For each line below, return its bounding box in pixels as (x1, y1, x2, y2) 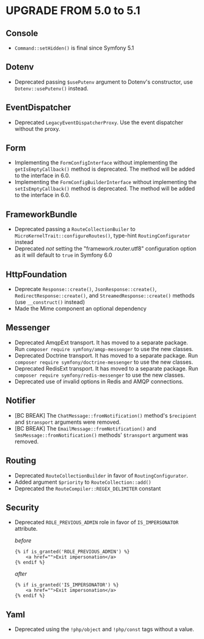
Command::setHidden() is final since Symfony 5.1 (14, 44, 134, 51)
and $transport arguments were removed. (14, 418, 121, 426)
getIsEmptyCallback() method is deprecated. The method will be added (14, 166, 195, 173)
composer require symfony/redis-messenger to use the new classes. (14, 371, 185, 379)
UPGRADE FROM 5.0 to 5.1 (5, 4, 141, 18)
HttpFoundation (5, 269, 67, 279)
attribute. (14, 525, 38, 533)
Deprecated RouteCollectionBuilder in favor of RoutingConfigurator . (14, 471, 189, 479)
